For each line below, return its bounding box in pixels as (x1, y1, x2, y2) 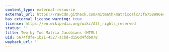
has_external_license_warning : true (5, 16, 82, 21)
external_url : (5, 12, 35, 17)
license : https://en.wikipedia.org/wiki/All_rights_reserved (5, 21, 136, 26)
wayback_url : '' (5, 40, 39, 45)
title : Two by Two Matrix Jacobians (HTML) (5, 30, 98, 35)
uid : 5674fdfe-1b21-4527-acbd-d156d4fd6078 (5, 35, 98, 40)
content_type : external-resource (5, 7, 75, 12)
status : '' (5, 26, 28, 31)
